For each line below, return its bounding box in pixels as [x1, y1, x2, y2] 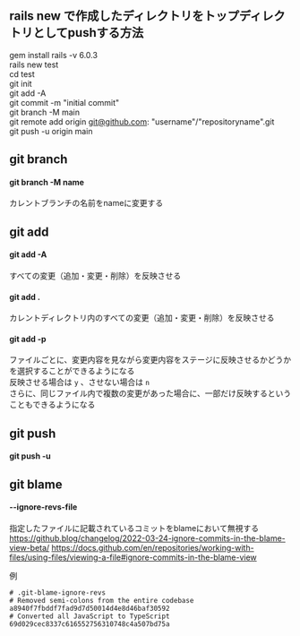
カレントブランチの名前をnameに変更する [9, 198, 164, 209]
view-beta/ [9, 542, 50, 553]
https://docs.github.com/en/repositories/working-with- [51, 542, 254, 553]
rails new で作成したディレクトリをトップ [9, 8, 240, 24]
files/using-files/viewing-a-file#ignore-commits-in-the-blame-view [9, 552, 257, 563]
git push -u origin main [9, 125, 93, 136]
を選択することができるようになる [9, 365, 135, 376]
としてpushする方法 [32, 25, 144, 40]
